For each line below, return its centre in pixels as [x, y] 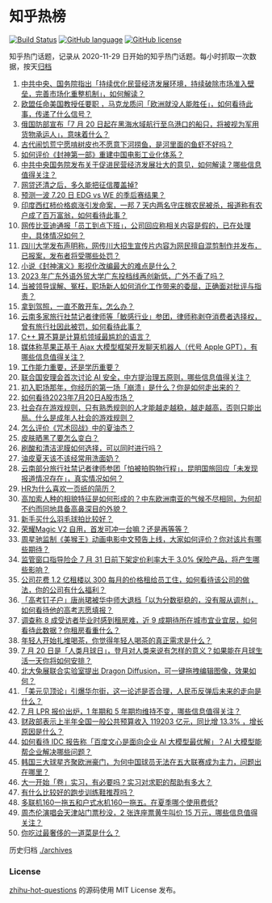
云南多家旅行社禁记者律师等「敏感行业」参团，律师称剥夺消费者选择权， [141, 316]
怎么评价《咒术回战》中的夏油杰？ [77, 428]
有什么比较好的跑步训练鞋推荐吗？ [77, 792]
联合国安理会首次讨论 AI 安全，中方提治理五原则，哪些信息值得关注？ [136, 377]
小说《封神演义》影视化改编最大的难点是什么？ [98, 266]
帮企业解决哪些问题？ [56, 752]
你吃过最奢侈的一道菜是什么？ [70, 833]
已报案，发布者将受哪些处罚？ [70, 255]
